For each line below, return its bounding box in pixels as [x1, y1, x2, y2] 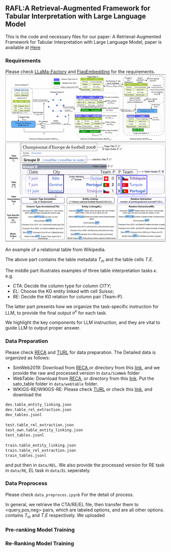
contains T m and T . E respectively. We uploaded [5, 512, 105, 519]
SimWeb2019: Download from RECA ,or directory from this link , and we [12, 364, 160, 371]
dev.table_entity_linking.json [5, 402, 72, 407]
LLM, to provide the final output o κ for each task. [5, 309, 107, 316]
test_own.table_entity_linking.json [5, 427, 83, 432]
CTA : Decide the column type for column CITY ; [12, 283, 111, 289]
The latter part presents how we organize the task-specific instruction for [5, 303, 159, 310]
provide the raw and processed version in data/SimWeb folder [12, 370, 140, 376]
